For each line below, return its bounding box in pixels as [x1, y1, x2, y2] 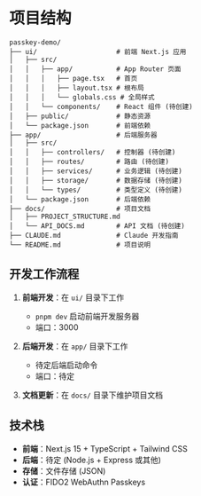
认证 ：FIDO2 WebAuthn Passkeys [21, 476, 146, 487]
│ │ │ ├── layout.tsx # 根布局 [9, 83, 144, 92]
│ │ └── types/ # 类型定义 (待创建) [9, 185, 183, 194]
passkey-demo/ [9, 37, 62, 47]
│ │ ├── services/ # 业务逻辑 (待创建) [9, 166, 183, 176]
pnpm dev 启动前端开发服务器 [35, 311, 140, 321]
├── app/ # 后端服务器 [9, 130, 158, 139]
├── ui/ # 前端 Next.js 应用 [9, 47, 187, 56]
